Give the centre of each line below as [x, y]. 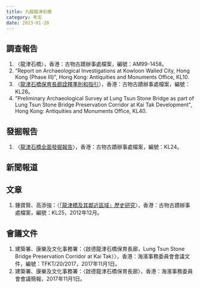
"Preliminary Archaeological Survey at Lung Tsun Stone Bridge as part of [104, 99]
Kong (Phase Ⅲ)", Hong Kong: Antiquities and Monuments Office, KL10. [102, 77]
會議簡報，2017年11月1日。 [53, 279]
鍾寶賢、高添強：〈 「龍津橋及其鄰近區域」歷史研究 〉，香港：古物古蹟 [97, 205]
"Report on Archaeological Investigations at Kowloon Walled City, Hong [102, 71]
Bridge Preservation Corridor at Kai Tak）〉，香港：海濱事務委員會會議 [100, 256]
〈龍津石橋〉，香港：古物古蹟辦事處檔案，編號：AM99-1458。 [91, 64]
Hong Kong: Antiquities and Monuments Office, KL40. [81, 111]
